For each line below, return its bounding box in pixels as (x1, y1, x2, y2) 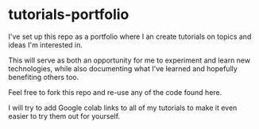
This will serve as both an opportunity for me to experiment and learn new (8, 55, 251, 65)
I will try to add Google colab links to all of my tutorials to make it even (8, 103, 238, 112)
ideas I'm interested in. (8, 40, 83, 49)
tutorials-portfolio (8, 6, 129, 24)
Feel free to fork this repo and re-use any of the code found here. (8, 87, 222, 97)
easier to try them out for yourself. (8, 111, 121, 120)
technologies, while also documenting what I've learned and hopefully (8, 63, 238, 73)
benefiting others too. (8, 72, 79, 82)
